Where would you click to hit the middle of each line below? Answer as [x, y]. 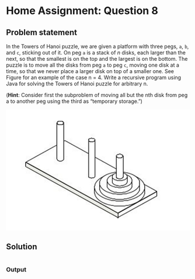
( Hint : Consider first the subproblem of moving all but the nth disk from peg [97, 95]
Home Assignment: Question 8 [82, 11]
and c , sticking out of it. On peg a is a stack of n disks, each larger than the [96, 53]
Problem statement [42, 32]
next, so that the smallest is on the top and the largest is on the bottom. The [97, 59]
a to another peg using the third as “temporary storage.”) [74, 101]
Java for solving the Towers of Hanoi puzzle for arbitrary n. [77, 84]
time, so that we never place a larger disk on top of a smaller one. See [90, 71]
